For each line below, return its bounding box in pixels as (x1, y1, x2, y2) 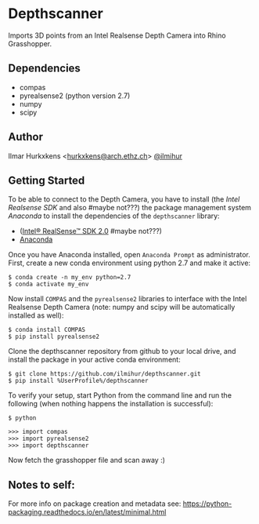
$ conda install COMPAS (8, 326, 86, 334)
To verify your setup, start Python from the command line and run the (8, 391, 232, 400)
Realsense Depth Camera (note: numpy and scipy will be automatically (8, 303, 236, 312)
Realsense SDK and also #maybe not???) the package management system (8, 203, 252, 213)
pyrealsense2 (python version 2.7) (19, 91, 131, 100)
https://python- (182, 499, 232, 508)
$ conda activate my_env (8, 280, 89, 289)
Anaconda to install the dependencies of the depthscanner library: (8, 211, 221, 220)
